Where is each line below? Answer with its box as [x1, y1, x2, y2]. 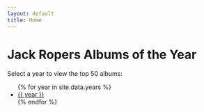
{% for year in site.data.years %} [17, 83, 111, 91]
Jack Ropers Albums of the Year [7, 47, 197, 63]
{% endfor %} [17, 98, 58, 106]
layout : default [7, 10, 54, 17]
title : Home [7, 17, 42, 24]
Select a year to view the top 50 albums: [7, 70, 123, 78]
